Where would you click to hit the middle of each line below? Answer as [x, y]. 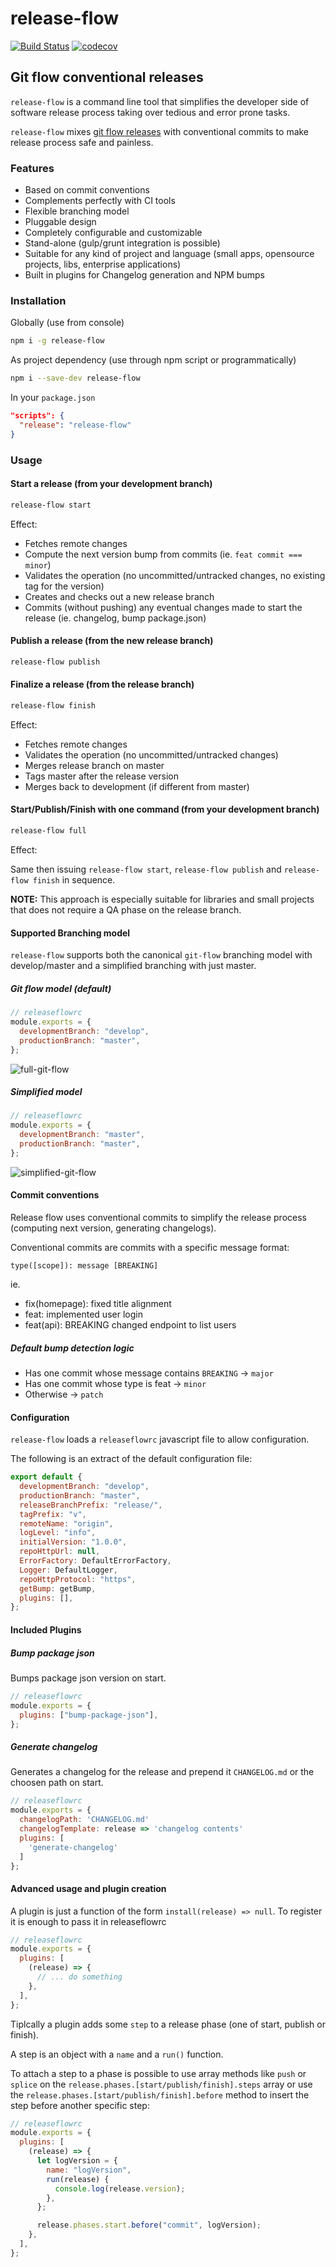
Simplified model [46, 1092]
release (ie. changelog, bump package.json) [115, 618]
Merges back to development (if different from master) [137, 786]
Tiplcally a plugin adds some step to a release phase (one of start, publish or [168, 2024]
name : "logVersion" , [89, 2170]
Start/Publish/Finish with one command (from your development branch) [165, 809]
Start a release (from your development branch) [111, 484]
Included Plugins [46, 1629]
